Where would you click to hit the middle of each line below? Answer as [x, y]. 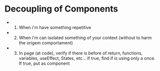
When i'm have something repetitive [55, 27]
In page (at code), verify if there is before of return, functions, [81, 53]
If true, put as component [44, 63]
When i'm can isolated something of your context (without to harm [85, 38]
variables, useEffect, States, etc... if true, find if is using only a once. [87, 58]
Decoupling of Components [62, 9]
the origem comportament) [46, 43]
